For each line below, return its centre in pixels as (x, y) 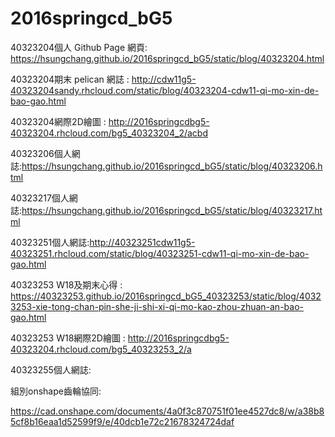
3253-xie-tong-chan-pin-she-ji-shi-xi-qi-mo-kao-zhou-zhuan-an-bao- (157, 306)
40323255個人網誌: (51, 369)
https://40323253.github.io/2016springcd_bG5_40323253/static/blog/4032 (166, 296)
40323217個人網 (44, 198)
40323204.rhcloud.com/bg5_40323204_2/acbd (109, 133)
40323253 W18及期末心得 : (66, 284)
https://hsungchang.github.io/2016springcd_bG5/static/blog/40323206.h (172, 166)
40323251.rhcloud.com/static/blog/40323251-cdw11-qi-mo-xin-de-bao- (160, 253)
